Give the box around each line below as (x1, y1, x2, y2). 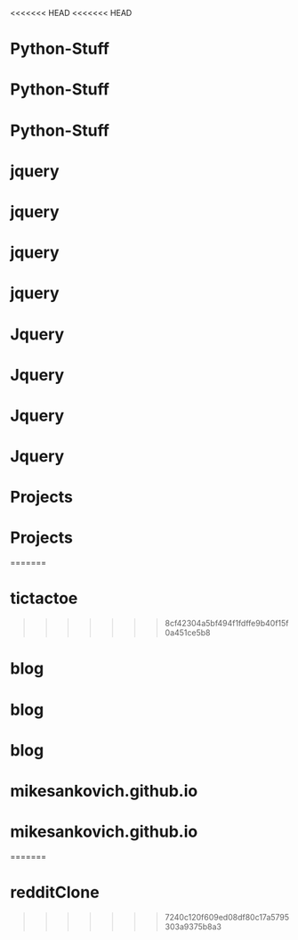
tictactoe (10, 588, 78, 609)
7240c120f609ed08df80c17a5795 (165, 911, 290, 922)
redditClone (10, 882, 101, 903)
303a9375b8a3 (165, 921, 221, 932)
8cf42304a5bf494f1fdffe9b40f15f (165, 618, 289, 629)
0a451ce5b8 (165, 627, 212, 638)
